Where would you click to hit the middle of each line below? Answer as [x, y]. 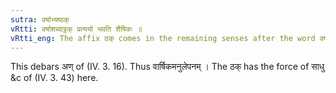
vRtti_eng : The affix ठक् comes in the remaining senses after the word [163, 38]
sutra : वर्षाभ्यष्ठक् [40, 19]
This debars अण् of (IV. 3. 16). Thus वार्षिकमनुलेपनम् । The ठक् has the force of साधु [167, 67]
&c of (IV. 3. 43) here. [54, 78]
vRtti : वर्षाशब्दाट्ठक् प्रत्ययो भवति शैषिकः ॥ [76, 29]
